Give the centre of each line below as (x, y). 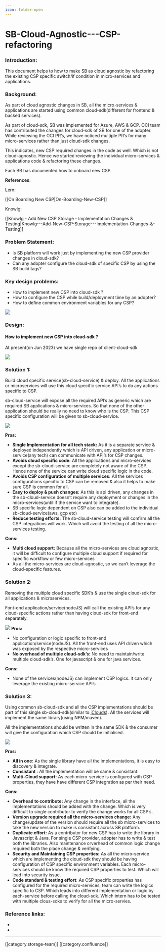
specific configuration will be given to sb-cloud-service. (62, 416)
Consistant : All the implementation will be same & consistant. (75, 772)
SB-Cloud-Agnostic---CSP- (63, 34)
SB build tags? (27, 268)
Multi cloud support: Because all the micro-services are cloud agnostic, (86, 548)
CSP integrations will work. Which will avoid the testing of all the (78, 524)
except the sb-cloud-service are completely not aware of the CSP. (80, 466)
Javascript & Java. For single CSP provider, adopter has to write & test (84, 838)
